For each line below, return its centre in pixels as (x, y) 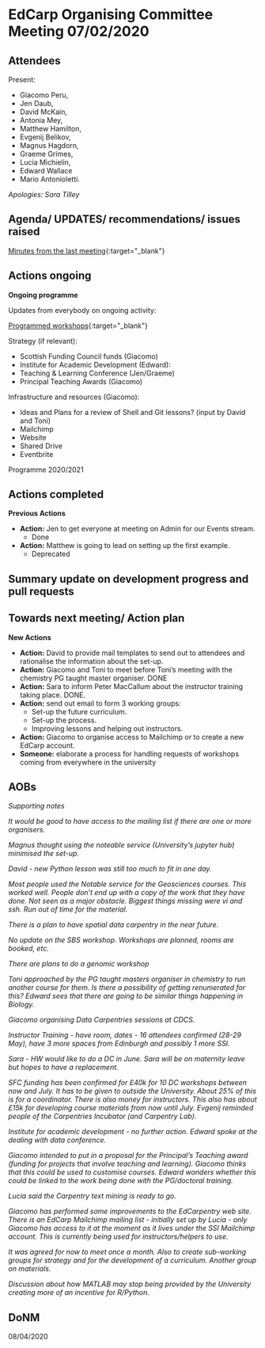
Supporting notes (36, 806)
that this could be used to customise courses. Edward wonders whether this (132, 1172)
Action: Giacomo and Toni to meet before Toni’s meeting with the (126, 669)
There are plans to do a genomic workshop (79, 964)
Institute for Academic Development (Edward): (95, 364)
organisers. (27, 830)
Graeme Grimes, (46, 154)
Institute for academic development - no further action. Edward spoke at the (133, 1132)
